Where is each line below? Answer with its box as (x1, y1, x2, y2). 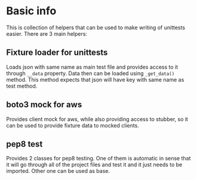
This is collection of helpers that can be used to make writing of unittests (6, 24, 186, 31)
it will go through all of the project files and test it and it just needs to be (6, 161, 183, 168)
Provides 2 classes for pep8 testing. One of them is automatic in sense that (6, 155, 191, 162)
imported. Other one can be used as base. (6, 167, 110, 175)
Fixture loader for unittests (6, 48, 108, 58)
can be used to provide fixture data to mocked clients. (6, 122, 139, 129)
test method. (6, 82, 38, 89)
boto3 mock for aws (6, 100, 82, 110)
